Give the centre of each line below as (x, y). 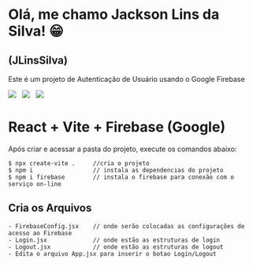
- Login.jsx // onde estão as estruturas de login (114, 240)
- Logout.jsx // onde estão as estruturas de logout (116, 247)
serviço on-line (35, 184)
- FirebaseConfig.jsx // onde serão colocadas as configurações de (126, 226)
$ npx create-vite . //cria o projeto (79, 163)
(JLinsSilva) (38, 60)
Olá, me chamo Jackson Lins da (114, 15)
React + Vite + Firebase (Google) (117, 127)
